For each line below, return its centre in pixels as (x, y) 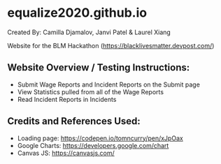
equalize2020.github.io (77, 13)
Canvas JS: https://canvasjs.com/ (66, 153)
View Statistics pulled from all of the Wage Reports (91, 91)
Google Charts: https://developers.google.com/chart (93, 145)
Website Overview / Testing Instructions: (99, 68)
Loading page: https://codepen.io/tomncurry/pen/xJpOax (100, 138)
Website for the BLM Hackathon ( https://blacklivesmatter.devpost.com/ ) (111, 45)
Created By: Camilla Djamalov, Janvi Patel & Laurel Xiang (89, 32)
